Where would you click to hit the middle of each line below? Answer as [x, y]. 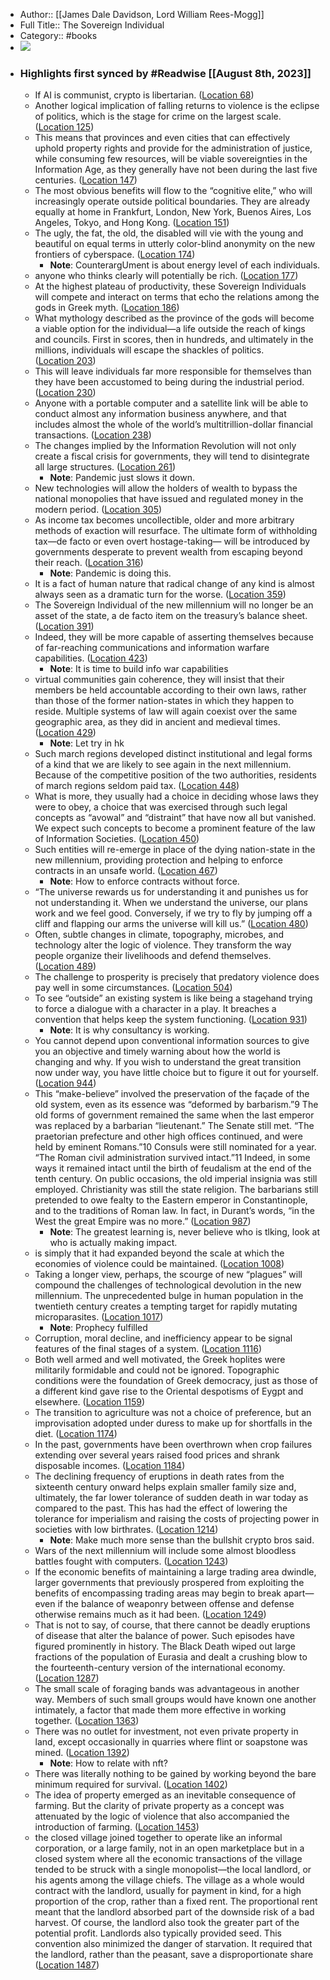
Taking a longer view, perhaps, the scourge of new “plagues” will [168, 1275]
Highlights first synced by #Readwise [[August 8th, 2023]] [165, 73]
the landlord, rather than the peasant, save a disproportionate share [174, 1955]
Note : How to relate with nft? [109, 1763]
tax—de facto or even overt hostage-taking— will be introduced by [172, 541]
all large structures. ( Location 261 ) [105, 467]
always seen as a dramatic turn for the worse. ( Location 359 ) [160, 595]
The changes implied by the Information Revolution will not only [165, 446]
